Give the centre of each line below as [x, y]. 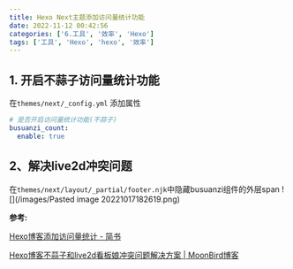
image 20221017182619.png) [128, 199]
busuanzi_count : [39, 128]
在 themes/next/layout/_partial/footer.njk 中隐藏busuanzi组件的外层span [145, 189]
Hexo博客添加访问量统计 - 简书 [65, 236]
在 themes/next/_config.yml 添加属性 [75, 104]
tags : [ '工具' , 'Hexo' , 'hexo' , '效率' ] [82, 42]
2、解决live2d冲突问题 [71, 166]
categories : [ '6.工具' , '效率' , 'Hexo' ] [82, 34]
